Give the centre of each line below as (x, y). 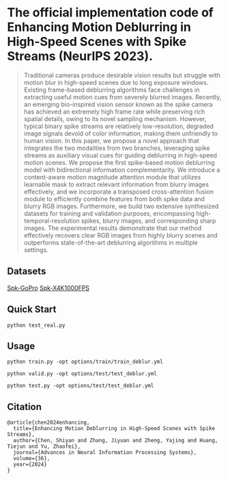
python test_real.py (37, 325)
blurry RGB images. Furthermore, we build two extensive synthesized (121, 206)
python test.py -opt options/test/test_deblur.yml (81, 386)
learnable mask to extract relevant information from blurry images (116, 184)
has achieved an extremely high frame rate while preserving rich (114, 112)
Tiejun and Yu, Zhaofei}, (44, 446)
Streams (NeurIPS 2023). (80, 56)
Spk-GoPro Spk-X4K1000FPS (48, 288)
